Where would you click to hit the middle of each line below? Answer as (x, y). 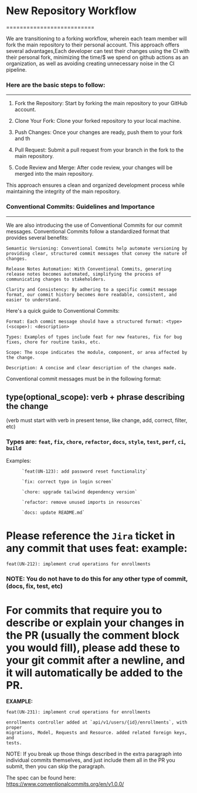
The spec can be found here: (41, 778)
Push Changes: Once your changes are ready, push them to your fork (98, 132)
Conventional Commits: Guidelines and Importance (81, 207)
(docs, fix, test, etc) (35, 586)
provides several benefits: (38, 237)
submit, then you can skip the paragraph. (56, 767)
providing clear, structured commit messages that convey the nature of (97, 253)
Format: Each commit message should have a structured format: (85, 322)
